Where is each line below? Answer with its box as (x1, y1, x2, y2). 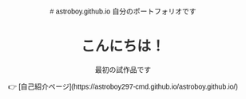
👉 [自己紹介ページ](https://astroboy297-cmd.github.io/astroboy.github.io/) (7, 82, 239, 91)
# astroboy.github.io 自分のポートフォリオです (50, 7, 196, 16)
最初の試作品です (95, 65, 151, 74)
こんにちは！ (80, 38, 165, 55)
